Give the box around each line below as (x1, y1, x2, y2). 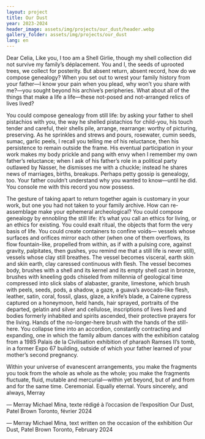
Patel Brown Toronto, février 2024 (6, 408, 92, 415)
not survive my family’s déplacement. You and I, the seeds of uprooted (6, 61, 185, 68)
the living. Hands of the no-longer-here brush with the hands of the (6, 319, 176, 326)
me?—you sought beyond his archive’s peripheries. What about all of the (6, 87, 190, 94)
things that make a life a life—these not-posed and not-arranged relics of (6, 93, 191, 100)
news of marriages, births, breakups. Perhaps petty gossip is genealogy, (6, 170, 190, 178)
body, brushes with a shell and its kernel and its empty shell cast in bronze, (6, 267, 196, 274)
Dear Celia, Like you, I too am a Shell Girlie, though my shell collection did (6, 54, 192, 61)
